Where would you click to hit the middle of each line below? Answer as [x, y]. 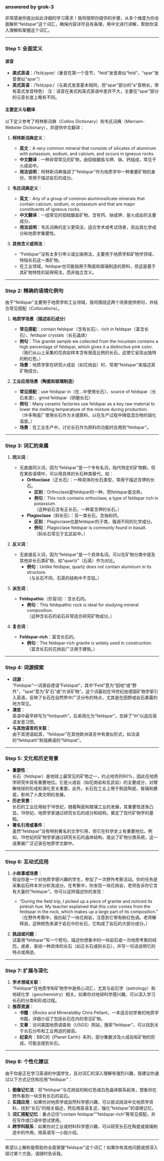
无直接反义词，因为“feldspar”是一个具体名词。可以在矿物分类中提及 [87, 554]
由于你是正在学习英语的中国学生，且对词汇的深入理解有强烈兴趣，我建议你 [80, 1073]
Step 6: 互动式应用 [27, 861]
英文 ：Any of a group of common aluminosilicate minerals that [82, 198]
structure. [36, 572]
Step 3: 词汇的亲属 [27, 446]
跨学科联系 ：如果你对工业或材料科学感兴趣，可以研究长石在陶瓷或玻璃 [83, 1126]
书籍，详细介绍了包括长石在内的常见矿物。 [62, 1019]
